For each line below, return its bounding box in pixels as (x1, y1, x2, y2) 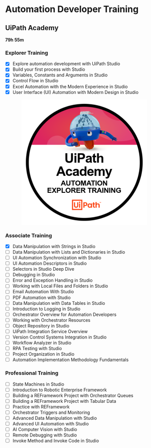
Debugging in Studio (12, 272, 55, 278)
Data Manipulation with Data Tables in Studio (12, 300, 105, 306)
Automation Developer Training (5, 4, 139, 15)
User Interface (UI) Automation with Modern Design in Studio (12, 89, 139, 95)
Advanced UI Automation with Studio (12, 421, 89, 427)
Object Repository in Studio (12, 322, 69, 328)
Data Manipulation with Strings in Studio (12, 243, 96, 249)
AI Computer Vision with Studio (12, 426, 77, 432)
